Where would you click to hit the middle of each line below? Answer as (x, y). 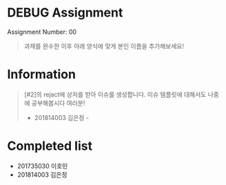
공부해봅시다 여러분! (58, 103)
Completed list (50, 146)
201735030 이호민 (42, 166)
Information (41, 75)
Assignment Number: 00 (42, 32)
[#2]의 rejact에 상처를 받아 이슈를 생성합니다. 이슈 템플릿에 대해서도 (115, 94)
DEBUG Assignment (65, 13)
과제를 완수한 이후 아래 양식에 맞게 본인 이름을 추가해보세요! (104, 46)
